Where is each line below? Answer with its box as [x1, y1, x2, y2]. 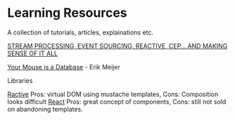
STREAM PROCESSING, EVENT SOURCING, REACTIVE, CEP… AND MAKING [7, 41, 228, 50]
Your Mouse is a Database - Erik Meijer [7, 62, 121, 71]
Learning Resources [7, 5, 127, 21]
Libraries [7, 76, 33, 85]
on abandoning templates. [7, 105, 83, 113]
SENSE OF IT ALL [7, 49, 58, 58]
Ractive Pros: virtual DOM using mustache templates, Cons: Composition [7, 90, 219, 98]
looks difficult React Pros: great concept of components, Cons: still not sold [7, 97, 227, 106]
